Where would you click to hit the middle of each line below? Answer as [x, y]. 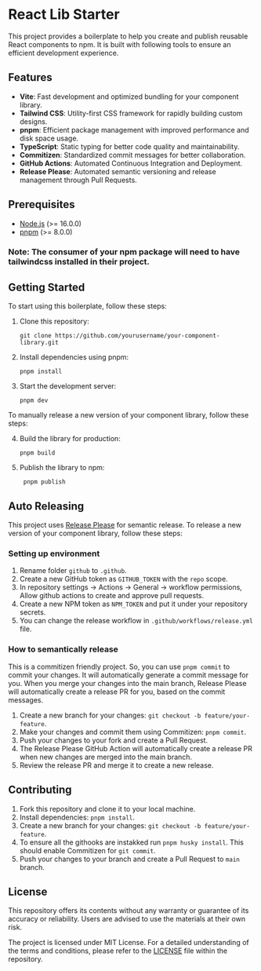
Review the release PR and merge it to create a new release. [116, 765]
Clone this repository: [54, 321]
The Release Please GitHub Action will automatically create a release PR [136, 748]
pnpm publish [44, 482]
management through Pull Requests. [78, 180]
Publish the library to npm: [62, 468]
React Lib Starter [64, 15]
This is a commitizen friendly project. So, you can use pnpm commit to [119, 666]
